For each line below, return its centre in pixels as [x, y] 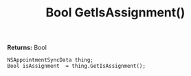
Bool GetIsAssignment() [115, 13]
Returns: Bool [27, 48]
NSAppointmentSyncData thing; [50, 60]
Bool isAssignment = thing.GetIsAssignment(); [77, 66]
